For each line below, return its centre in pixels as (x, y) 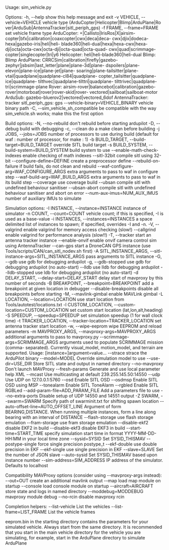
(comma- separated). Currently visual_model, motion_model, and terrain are (84, 347)
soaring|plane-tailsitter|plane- (107, 71)
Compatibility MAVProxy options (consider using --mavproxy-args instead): (84, 475)
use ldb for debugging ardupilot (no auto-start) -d (87, 272)
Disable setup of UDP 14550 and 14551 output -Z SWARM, (99, 396)
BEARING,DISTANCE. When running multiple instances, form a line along (81, 412)
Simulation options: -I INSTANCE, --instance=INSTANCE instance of (76, 208)
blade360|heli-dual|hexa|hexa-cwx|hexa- (104, 44)
